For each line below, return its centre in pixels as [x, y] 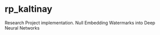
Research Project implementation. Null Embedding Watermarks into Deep [80, 23]
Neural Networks [22, 28]
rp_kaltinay [28, 9]
